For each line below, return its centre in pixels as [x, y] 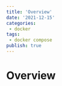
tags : [13, 35]
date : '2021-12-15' [31, 18]
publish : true [24, 46]
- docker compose [30, 40]
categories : [21, 23]
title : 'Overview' [29, 12]
